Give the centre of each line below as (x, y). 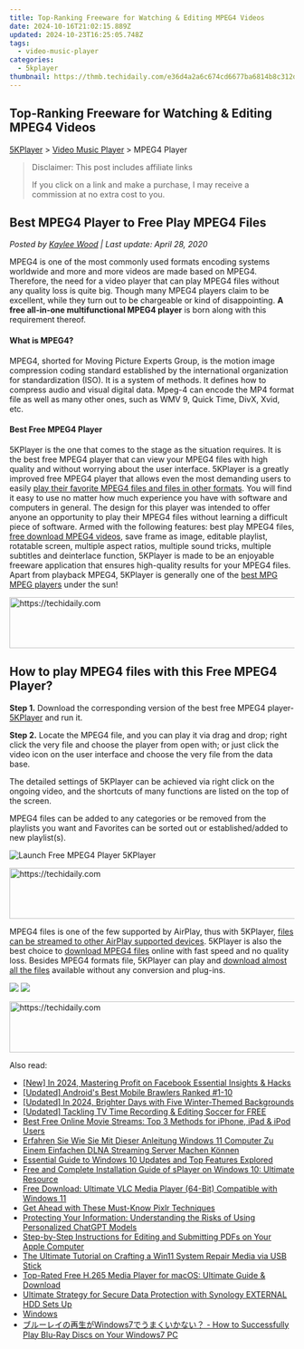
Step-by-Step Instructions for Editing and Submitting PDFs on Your (147, 1237)
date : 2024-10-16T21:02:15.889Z (70, 26)
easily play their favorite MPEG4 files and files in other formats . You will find (151, 488)
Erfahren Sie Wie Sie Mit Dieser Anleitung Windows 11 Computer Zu (148, 1140)
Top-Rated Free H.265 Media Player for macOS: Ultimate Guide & (144, 1275)
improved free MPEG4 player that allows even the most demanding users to (150, 478)
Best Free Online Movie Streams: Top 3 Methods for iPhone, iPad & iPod (157, 1121)
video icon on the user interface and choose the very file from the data (141, 754)
